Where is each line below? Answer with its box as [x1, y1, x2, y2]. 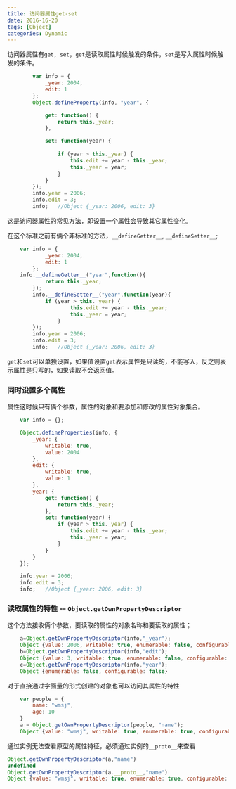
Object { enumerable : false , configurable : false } [20, 667, 169, 675]
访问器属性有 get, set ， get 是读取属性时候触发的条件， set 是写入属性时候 [7, 50, 218, 58]
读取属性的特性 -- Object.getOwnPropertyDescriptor [7, 603, 183, 613]
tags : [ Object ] [7, 23, 52, 30]
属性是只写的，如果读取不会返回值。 [13, 366, 118, 374]
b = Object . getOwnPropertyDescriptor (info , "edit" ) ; [20, 648, 169, 655]
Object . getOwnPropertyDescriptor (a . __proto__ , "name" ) [7, 769, 169, 776]
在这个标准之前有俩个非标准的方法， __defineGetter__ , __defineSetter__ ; [7, 231, 218, 240]
